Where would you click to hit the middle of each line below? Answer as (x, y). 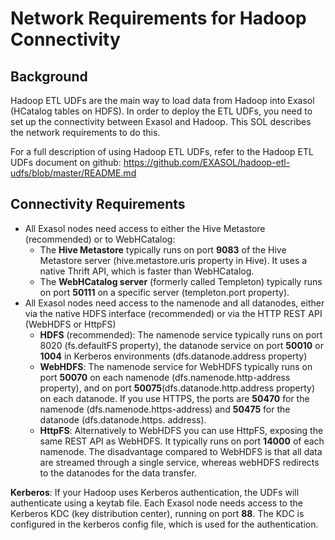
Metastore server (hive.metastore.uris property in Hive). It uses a (173, 260)
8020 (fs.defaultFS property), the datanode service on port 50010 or (181, 345)
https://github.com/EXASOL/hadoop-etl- (207, 162)
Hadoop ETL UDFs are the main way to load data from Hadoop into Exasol (162, 100)
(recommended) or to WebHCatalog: (100, 239)
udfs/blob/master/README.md (73, 173)
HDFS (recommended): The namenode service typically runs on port (181, 334)
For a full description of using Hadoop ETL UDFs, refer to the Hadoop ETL (162, 151)
